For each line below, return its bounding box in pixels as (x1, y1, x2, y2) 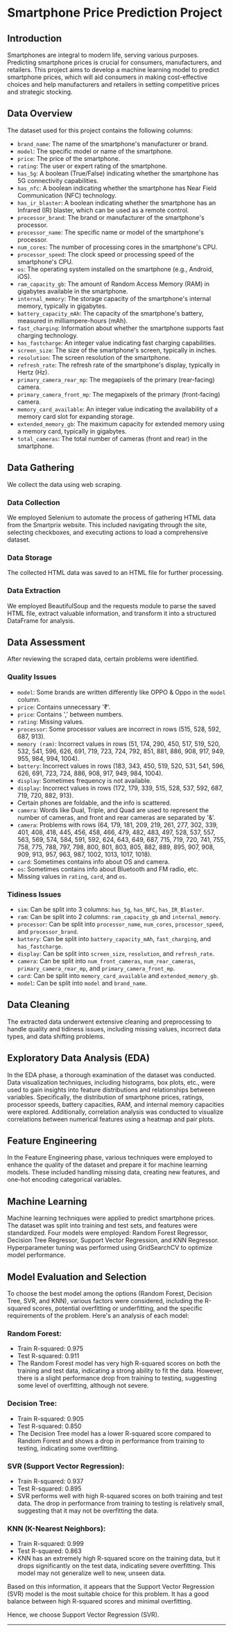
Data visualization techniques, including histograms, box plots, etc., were (7, 1078, 216, 1086)
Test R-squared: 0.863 (17, 1547, 82, 1555)
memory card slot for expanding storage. (17, 412, 135, 420)
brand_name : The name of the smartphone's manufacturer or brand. (17, 139, 209, 148)
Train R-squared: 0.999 (17, 1540, 85, 1548)
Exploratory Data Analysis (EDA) (7, 1052, 150, 1064)
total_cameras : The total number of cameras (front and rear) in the (17, 434, 208, 443)
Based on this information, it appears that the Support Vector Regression (7, 1583, 215, 1591)
